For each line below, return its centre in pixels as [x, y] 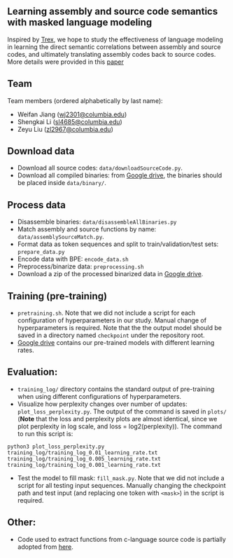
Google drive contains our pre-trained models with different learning [116, 343]
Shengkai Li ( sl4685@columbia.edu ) [70, 121]
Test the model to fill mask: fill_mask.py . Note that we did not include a [121, 478]
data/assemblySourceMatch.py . [61, 237]
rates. [26, 351]
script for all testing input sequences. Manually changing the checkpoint [121, 485]
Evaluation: [33, 372]
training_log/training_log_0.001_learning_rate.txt [84, 465]
